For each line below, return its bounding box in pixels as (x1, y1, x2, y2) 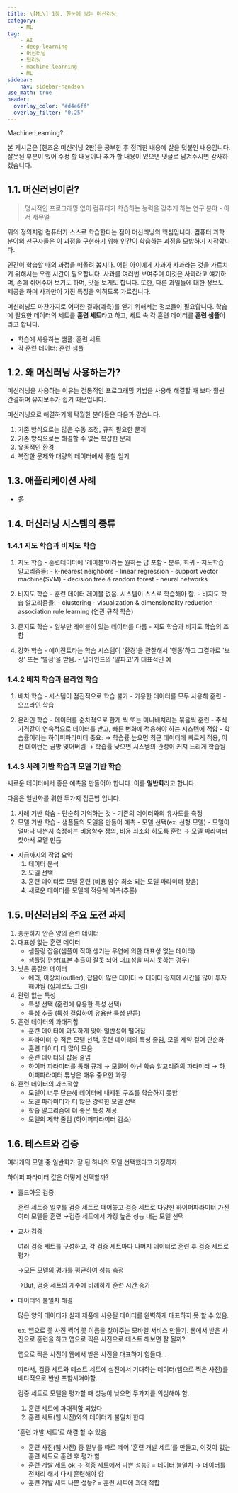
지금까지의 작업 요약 (17, 851, 73, 859)
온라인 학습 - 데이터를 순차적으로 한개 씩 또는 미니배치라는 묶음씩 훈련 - (17, 716, 215, 725)
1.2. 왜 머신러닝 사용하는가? (7, 366, 121, 378)
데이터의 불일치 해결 (17, 1296, 73, 1305)
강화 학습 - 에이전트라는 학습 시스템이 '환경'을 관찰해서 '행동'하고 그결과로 (17, 646, 221, 654)
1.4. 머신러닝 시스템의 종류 (7, 518, 116, 530)
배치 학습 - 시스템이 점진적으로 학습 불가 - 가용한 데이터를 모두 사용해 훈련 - (17, 692, 227, 700)
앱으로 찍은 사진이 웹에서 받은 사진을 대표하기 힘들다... (17, 1350, 167, 1358)
